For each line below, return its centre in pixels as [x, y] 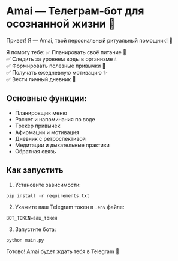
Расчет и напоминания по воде [55, 119]
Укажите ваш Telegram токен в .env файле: [70, 207]
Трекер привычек [37, 126]
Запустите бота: [35, 229]
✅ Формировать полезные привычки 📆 [56, 66]
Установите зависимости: [48, 185]
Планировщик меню [41, 113]
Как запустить [35, 170]
